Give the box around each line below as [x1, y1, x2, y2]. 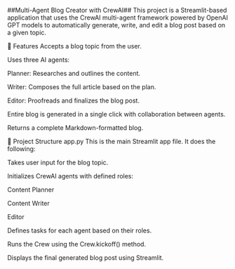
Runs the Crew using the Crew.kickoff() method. [7, 240, 146, 248]
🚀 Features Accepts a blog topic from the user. [7, 42, 142, 50]
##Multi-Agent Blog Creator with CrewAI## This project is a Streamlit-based [7, 6, 227, 14]
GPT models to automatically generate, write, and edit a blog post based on [7, 21, 226, 29]
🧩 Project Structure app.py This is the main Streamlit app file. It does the [7, 137, 216, 145]
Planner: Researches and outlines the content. [7, 70, 141, 77]
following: [7, 145, 36, 153]
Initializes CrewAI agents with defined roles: [7, 172, 134, 180]
